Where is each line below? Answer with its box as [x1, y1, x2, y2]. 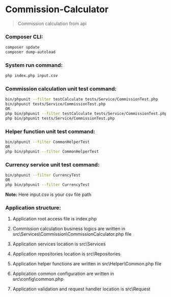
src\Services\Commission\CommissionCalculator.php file [12, 231, 132, 237]
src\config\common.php [12, 276, 64, 282]
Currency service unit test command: [5, 161, 100, 168]
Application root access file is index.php [12, 215, 97, 221]
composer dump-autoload [5, 49, 56, 55]
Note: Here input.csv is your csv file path [5, 191, 92, 197]
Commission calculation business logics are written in [12, 226, 126, 232]
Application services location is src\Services [12, 241, 106, 247]
